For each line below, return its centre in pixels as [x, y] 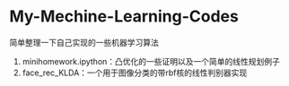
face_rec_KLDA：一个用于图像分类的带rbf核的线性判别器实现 [135, 73]
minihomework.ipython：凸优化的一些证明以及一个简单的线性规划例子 [151, 61]
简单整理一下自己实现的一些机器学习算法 [84, 42]
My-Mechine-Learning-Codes [124, 17]
